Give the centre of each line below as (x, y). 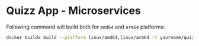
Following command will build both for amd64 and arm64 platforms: (86, 27)
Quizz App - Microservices (73, 11)
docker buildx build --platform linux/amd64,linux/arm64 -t (82, 37)
